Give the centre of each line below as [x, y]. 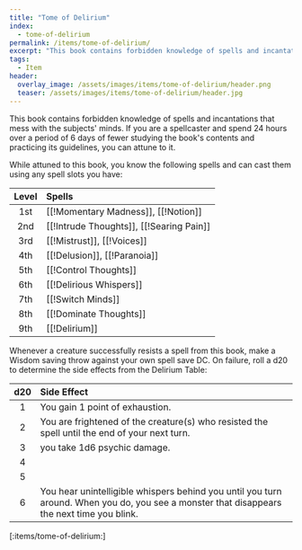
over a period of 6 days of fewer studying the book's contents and [132, 137]
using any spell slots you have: [66, 174]
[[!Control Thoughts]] [92, 270]
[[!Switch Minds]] [83, 299]
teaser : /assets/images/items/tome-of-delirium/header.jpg [130, 93]
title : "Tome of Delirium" [60, 18]
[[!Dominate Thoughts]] [96, 314]
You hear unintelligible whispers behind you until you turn [161, 491]
